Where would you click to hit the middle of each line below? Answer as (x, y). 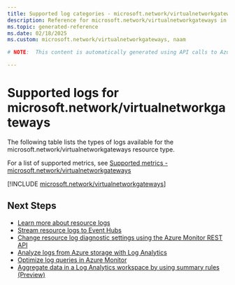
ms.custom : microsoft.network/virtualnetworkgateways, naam (97, 40)
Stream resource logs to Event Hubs (70, 230)
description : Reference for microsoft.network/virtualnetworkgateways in (117, 20)
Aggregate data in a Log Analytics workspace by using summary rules (119, 267)
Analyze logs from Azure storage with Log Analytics (92, 252)
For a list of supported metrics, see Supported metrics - (87, 163)
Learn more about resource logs (64, 222)
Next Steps (32, 206)
